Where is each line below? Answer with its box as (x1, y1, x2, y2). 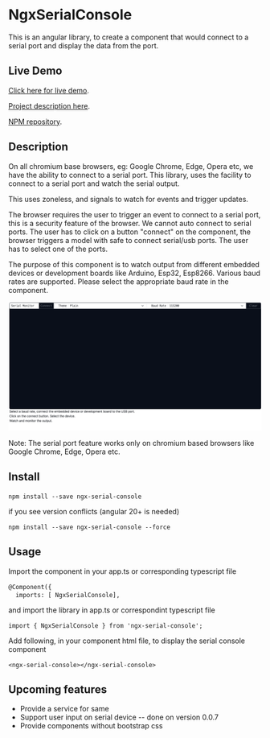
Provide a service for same (19, 704, 110, 714)
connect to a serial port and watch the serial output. (8, 179, 180, 188)
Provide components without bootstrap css (19, 721, 163, 731)
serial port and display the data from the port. (8, 40, 159, 50)
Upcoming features (8, 682, 107, 696)
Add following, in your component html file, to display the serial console (8, 636, 246, 645)
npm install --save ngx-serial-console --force (8, 523, 171, 531)
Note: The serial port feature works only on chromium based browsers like (8, 438, 255, 447)
